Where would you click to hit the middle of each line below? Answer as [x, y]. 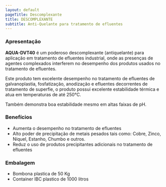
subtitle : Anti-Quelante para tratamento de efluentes [64, 24]
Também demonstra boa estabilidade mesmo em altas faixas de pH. [76, 104]
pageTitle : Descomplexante [34, 15]
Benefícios [19, 117]
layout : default [22, 10]
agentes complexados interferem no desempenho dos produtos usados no [83, 63]
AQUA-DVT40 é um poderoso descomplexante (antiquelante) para [75, 52]
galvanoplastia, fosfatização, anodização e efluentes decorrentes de [76, 84]
